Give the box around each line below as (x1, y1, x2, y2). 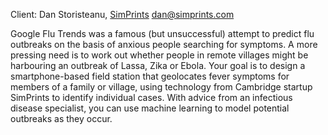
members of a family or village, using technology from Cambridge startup (10, 81, 313, 93)
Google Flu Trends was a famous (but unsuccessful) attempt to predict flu (10, 28, 315, 39)
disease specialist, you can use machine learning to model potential (10, 102, 290, 114)
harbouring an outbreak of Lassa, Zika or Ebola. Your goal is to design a (10, 60, 306, 71)
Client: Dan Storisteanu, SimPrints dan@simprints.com (10, 9, 235, 20)
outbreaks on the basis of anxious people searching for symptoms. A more (10, 39, 318, 50)
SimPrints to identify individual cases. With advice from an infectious (10, 92, 293, 103)
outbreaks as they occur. (10, 113, 113, 124)
